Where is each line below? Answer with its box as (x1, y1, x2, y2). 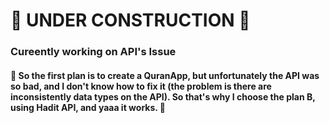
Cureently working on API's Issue (10, 45, 177, 59)
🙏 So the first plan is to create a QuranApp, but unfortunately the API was (10, 69, 320, 81)
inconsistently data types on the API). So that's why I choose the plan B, (10, 90, 316, 103)
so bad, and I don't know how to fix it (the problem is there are (10, 80, 272, 92)
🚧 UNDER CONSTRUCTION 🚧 (10, 9, 251, 32)
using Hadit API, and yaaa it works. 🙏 (10, 101, 167, 113)
